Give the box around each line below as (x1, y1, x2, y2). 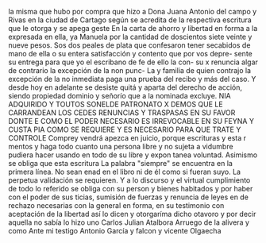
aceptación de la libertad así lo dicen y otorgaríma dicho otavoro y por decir (8, 210, 256, 218)
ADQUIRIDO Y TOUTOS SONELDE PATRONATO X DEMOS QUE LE (8, 99, 224, 109)
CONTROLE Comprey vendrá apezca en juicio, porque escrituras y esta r (8, 133, 247, 142)
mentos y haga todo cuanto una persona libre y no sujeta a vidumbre (8, 142, 233, 151)
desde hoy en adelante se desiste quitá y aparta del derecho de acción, (8, 83, 243, 92)
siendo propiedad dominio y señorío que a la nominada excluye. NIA (8, 91, 232, 100)
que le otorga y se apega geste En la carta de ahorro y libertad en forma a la (8, 24, 258, 33)
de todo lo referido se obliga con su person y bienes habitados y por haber (8, 184, 253, 193)
